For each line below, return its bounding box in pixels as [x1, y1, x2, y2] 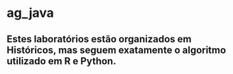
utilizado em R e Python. [6, 55, 116, 67]
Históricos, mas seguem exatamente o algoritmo [6, 44, 227, 56]
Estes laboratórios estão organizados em [6, 33, 193, 45]
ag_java [6, 5, 55, 21]
